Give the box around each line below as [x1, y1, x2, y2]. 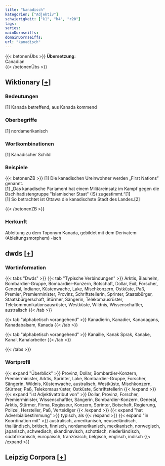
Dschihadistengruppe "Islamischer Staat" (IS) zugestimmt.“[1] [5, 191, 131, 197]
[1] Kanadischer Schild [5, 152, 51, 158]
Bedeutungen [5, 93, 39, 100]
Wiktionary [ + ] [5, 78, 51, 87]
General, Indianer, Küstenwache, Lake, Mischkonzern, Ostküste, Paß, [5, 286, 146, 292]
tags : [5, 21, 16, 26]
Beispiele [5, 164, 28, 171]
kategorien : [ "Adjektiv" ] [5, 12, 58, 17]
